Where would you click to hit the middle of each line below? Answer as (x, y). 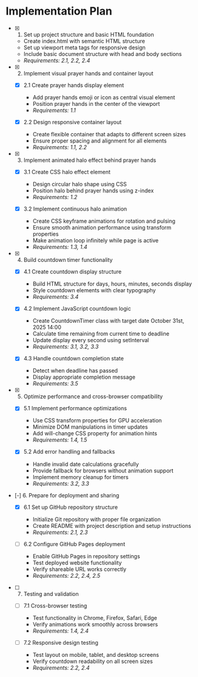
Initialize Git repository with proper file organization (97, 519)
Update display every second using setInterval (91, 340)
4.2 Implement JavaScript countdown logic (77, 309)
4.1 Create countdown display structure (73, 272)
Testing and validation (51, 594)
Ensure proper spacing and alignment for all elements (100, 141)
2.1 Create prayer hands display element (74, 85)
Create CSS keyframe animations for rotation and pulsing (104, 221)
